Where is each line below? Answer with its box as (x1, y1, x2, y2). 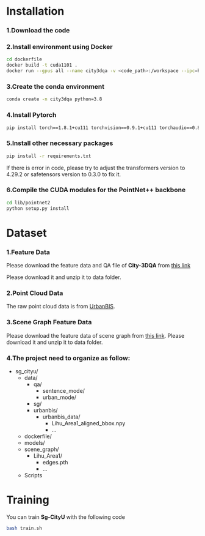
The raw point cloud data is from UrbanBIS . (6, 303, 115, 310)
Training (6, 493, 50, 507)
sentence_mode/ (42, 387, 85, 394)
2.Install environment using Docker (6, 43, 113, 51)
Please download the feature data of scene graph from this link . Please (6, 332, 185, 339)
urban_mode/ (42, 393, 77, 401)
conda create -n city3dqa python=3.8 (6, 96, 103, 102)
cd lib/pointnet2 (6, 199, 51, 206)
